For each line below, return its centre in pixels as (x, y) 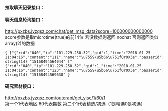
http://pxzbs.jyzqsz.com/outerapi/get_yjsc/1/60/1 (55, 98)
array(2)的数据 (20, 43)
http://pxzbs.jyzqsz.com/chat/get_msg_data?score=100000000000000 (79, 31)
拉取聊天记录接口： (25, 7)
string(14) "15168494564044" (35, 61)
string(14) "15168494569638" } (38, 75)
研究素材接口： (20, 86)
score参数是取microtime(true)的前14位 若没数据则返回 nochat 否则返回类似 (82, 37)
